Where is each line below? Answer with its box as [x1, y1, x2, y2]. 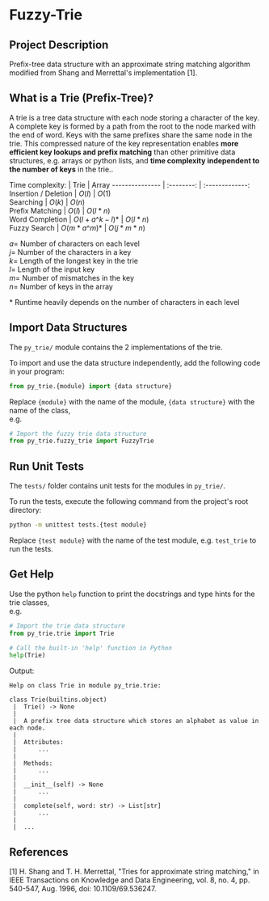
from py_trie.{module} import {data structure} [9, 382, 173, 390]
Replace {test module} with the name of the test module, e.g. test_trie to [9, 535, 257, 545]
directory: [9, 505, 42, 515]
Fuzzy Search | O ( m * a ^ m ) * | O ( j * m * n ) [9, 222, 146, 232]
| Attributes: [12, 738, 64, 747]
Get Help [9, 568, 55, 582]
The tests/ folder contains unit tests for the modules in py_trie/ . [9, 481, 225, 491]
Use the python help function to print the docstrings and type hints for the [9, 589, 255, 599]
